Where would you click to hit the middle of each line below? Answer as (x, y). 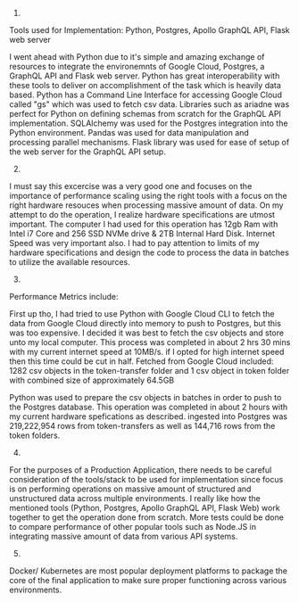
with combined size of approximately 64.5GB (92, 380)
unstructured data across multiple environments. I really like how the (135, 498)
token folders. (35, 435)
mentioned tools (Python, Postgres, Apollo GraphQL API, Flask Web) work (145, 508)
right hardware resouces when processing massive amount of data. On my (146, 205)
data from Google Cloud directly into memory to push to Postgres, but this (145, 323)
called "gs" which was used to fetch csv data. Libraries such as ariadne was (149, 104)
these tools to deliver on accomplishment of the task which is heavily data (145, 85)
